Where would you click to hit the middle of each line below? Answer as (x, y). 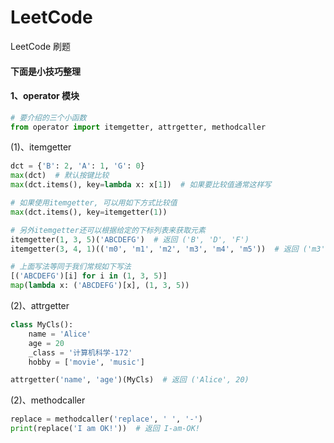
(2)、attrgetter (40, 306)
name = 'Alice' (60, 334)
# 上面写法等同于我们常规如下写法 (71, 267)
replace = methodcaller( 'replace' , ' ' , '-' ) (106, 419)
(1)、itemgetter (41, 147)
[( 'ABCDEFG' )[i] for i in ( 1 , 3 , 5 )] (89, 276)
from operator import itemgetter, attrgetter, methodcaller (138, 127)
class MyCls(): (42, 325)
